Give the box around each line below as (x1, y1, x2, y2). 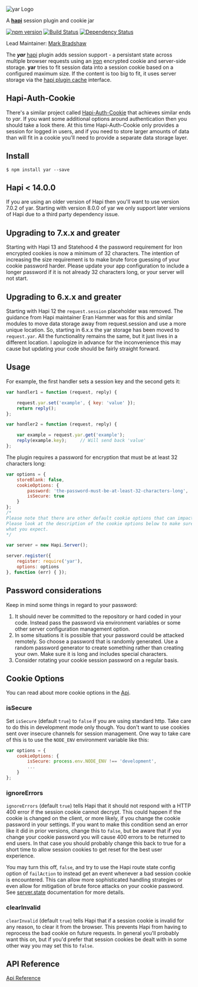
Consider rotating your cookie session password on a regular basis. (14, 656, 179, 663)
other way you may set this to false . (6, 942, 94, 949)
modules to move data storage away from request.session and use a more (6, 320, 187, 327)
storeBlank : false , (16, 477, 65, 483)
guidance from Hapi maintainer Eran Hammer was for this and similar (6, 314, 174, 321)
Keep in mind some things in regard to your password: (6, 601, 137, 608)
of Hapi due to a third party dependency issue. (6, 211, 120, 218)
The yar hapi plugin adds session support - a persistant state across (6, 51, 173, 58)
